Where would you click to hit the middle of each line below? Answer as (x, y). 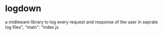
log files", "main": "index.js (32, 27)
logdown (23, 9)
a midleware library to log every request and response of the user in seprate (81, 22)
